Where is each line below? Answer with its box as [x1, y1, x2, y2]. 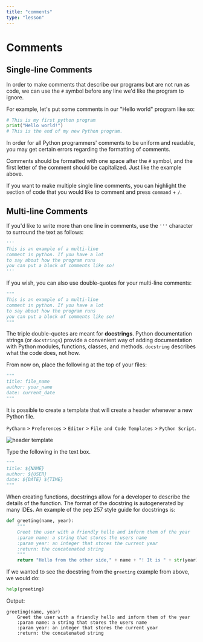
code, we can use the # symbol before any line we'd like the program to [6, 87, 184, 94]
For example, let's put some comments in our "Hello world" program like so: [6, 105, 195, 113]
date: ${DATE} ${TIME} [6, 477, 63, 483]
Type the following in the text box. [6, 448, 91, 455]
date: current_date [6, 390, 56, 396]
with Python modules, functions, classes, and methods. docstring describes [6, 343, 196, 350]
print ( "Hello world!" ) [6, 122, 63, 129]
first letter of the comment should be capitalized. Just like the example [6, 164, 182, 171]
